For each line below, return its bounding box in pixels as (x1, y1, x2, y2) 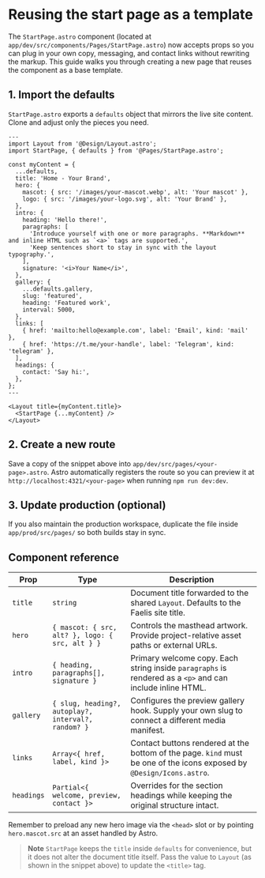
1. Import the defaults (8, 89, 115, 102)
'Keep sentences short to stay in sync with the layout (28, 243, 217, 251)
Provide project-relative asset (130, 630, 242, 641)
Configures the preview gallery (130, 695, 245, 707)
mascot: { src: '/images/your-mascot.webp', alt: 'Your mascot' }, (22, 188, 248, 196)
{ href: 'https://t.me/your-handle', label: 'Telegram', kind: (22, 340, 235, 349)
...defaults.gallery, (22, 285, 93, 293)
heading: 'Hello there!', (22, 216, 108, 224)
